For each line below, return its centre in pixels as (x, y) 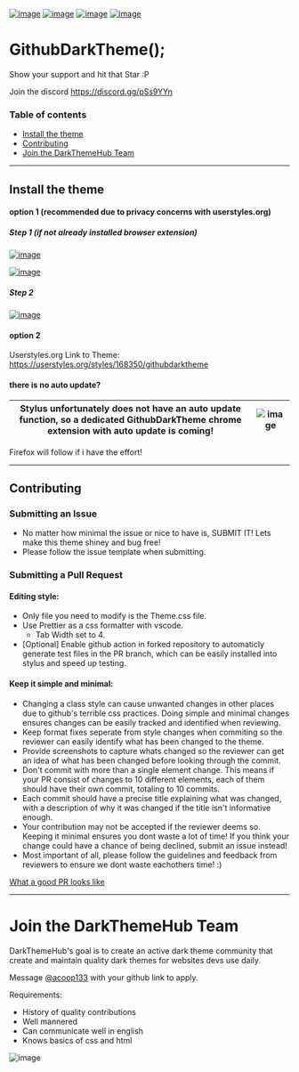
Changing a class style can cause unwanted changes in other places (148, 703)
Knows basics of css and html (77, 1040)
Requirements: (36, 995)
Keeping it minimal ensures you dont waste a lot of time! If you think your (155, 836)
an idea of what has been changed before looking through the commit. (152, 760)
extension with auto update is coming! (131, 430)
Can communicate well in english (83, 1031)
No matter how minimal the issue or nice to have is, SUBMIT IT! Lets (146, 533)
